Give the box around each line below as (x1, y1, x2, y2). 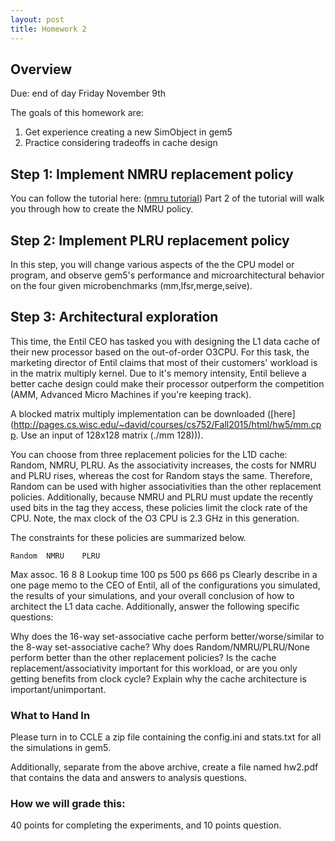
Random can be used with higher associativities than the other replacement (10, 480, 322, 492)
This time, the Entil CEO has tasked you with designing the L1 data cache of (10, 335, 321, 347)
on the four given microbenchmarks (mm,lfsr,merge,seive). (10, 279, 253, 291)
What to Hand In (10, 708, 91, 722)
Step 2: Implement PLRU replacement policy (10, 232, 290, 249)
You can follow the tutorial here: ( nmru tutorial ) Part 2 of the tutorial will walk (10, 192, 325, 205)
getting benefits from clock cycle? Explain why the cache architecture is (10, 672, 307, 685)
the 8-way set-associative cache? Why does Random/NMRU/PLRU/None (10, 641, 311, 653)
